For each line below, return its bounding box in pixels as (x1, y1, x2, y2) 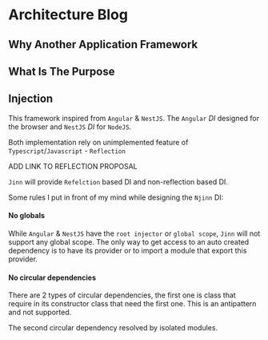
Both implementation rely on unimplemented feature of (8, 137, 189, 147)
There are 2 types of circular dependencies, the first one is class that (8, 290, 236, 300)
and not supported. (8, 307, 72, 318)
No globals (8, 211, 46, 221)
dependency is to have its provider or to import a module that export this (8, 245, 247, 255)
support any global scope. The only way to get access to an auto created (8, 237, 250, 246)
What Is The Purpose (8, 64, 115, 78)
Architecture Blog (8, 6, 128, 24)
